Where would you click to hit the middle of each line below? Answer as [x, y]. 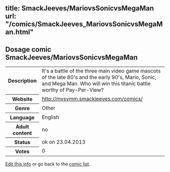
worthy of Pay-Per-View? [73, 90]
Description [22, 81]
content [22, 133]
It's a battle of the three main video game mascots [101, 71]
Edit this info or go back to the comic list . [48, 164]
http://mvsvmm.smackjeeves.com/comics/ [92, 98]
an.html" [19, 32]
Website [22, 99]
